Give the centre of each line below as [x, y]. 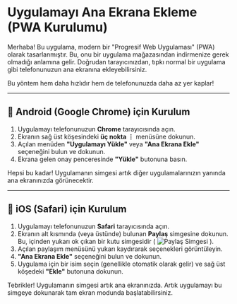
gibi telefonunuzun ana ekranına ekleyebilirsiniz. [77, 69]
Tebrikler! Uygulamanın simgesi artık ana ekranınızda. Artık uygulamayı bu [115, 285]
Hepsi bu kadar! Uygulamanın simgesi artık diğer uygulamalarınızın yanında [116, 173]
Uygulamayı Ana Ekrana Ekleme [102, 12]
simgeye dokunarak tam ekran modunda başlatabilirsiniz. [90, 292]
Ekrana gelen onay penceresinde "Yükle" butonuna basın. [102, 159]
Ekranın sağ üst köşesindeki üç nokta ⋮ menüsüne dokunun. [107, 136]
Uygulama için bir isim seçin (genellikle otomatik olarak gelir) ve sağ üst [121, 264]
